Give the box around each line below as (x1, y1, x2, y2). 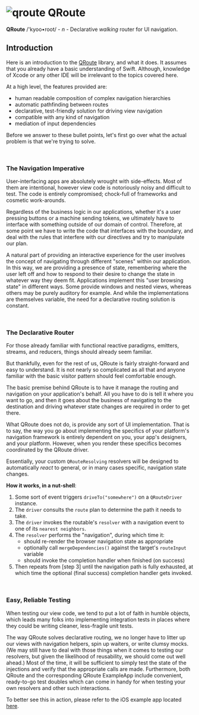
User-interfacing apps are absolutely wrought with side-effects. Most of (6, 178, 182, 185)
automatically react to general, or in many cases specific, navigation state (6, 464, 187, 471)
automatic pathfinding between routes (14, 101, 109, 108)
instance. (14, 500, 37, 507)
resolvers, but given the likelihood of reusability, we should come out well (6, 652, 186, 660)
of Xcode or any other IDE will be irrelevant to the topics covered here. (6, 71, 179, 79)
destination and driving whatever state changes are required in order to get (6, 403, 190, 411)
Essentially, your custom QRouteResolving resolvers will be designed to (6, 458, 179, 465)
